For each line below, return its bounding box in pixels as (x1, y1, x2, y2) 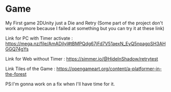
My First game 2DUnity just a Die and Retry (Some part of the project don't (5, 20, 163, 26)
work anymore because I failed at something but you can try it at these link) (5, 25, 165, 31)
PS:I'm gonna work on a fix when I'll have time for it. (5, 81, 115, 87)
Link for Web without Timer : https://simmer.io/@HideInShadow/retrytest (5, 55, 158, 62)
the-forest (5, 71, 27, 77)
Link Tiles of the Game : (5, 66, 55, 72)
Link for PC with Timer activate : (5, 35, 73, 41)
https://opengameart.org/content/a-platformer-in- (56, 66, 162, 72)
